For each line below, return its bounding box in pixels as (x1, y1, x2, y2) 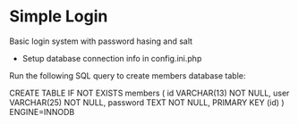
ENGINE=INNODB (9, 106, 75, 117)
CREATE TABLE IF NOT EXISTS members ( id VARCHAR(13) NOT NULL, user (9, 87, 290, 98)
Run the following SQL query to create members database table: (9, 70, 246, 81)
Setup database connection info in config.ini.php (21, 53, 202, 63)
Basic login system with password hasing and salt (9, 36, 193, 46)
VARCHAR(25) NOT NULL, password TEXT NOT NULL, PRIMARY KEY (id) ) (9, 96, 285, 108)
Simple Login (9, 6, 108, 27)
